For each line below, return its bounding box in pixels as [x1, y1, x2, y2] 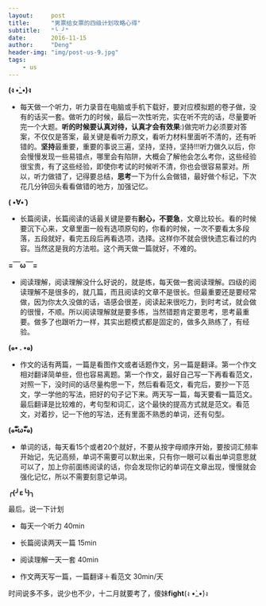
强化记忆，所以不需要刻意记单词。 [19, 472, 132, 481]
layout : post [8, 11, 66, 20]
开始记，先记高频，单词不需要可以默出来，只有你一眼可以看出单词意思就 [19, 452, 256, 461]
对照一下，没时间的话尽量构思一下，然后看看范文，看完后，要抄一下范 [19, 379, 250, 389]
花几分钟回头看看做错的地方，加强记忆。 [19, 181, 152, 191]
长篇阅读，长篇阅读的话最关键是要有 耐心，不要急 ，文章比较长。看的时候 [19, 214, 256, 223]
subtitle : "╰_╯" [8, 26, 69, 34]
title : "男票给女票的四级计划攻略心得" [8, 19, 141, 27]
